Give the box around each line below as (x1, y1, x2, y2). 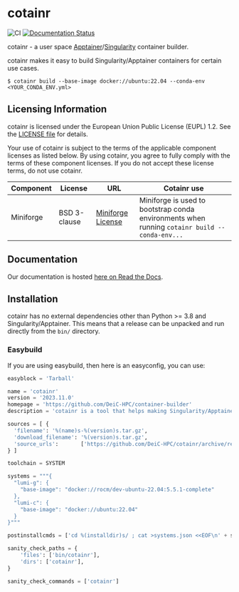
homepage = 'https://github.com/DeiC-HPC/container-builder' (7, 401, 193, 408)
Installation (7, 292, 58, 305)
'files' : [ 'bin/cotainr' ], (20, 551, 100, 559)
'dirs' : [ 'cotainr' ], (20, 558, 84, 565)
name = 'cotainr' (7, 387, 59, 395)
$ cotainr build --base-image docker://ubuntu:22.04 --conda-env (7, 77, 205, 85)
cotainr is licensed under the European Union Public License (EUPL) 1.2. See (7, 122, 231, 131)
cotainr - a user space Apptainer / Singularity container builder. (7, 42, 189, 51)
